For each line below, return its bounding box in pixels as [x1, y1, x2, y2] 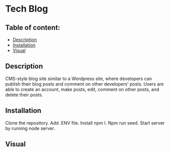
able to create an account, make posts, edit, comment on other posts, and [5, 86, 159, 92]
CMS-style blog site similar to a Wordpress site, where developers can [5, 75, 152, 82]
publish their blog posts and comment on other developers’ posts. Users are [5, 81, 164, 87]
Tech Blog [5, 3, 48, 15]
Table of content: [5, 23, 61, 32]
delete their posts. [5, 92, 43, 98]
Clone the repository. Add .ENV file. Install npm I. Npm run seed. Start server [5, 120, 165, 126]
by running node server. [5, 125, 55, 131]
